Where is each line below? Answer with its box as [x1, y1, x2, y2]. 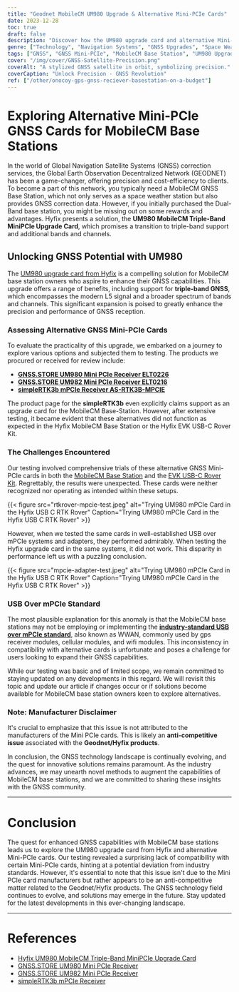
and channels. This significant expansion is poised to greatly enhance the [7, 300, 223, 308]
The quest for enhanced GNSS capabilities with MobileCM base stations [7, 838, 219, 846]
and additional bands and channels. [7, 230, 112, 238]
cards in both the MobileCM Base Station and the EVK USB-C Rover [23, 471, 222, 480]
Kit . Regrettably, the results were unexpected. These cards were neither [7, 479, 218, 487]
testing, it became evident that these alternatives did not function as [7, 415, 208, 423]
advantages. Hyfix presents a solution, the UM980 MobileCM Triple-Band [7, 215, 225, 223]
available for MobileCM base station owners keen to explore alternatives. [7, 689, 221, 698]
